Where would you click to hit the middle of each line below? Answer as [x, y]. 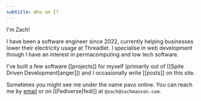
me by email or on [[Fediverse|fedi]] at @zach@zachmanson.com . [84, 91]
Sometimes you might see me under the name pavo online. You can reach [100, 84]
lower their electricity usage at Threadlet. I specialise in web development [100, 48]
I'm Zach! [18, 29]
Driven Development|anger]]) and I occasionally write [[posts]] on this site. [100, 73]
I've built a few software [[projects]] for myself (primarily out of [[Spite [95, 66]
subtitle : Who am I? [33, 12]
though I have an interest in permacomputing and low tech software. [93, 54]
